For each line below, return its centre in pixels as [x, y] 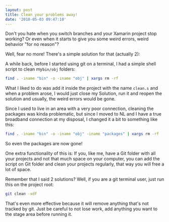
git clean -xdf [21, 194]
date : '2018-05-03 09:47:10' [36, 19]
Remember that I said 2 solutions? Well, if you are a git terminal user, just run [85, 179]
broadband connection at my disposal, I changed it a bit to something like [81, 120]
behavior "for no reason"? [32, 44]
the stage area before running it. [39, 214]
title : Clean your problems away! [42, 15]
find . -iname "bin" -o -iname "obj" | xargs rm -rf [62, 79]
